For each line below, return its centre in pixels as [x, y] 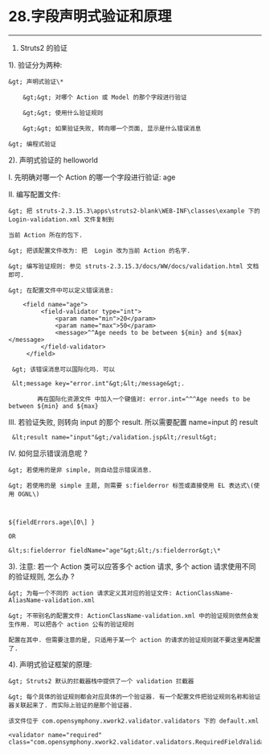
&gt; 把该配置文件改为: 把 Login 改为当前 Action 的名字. [100, 250]
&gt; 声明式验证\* [36, 81]
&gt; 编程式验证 [33, 144]
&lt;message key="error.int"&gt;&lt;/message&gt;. [98, 383]
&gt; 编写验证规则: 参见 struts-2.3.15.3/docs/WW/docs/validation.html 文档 [134, 266]
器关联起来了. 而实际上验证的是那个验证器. [71, 705]
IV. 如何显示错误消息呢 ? [48, 453]
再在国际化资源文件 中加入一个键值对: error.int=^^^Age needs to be [144, 399]
